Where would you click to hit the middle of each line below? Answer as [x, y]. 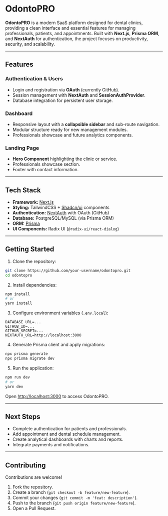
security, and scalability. [30, 44]
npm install [17, 294]
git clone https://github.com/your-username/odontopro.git [68, 271]
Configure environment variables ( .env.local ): [60, 313]
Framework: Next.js [33, 202]
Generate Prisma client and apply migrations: [59, 345]
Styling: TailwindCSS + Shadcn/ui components [61, 208]
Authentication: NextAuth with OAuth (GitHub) [61, 213]
